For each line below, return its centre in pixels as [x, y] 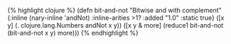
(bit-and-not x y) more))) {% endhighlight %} [73, 33]
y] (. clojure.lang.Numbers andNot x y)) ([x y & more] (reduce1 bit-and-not [116, 25]
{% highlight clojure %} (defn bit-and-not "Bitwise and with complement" [114, 10]
